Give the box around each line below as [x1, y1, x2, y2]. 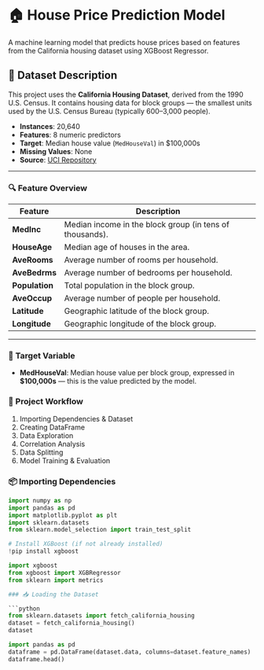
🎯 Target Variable [8, 350, 75, 361]
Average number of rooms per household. [64, 255, 218, 266]
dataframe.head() [8, 655, 65, 663]
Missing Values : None [19, 146, 93, 156]
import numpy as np [8, 496, 72, 504]
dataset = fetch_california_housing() [8, 619, 135, 628]
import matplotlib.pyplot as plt [8, 511, 118, 519]
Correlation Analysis [19, 439, 86, 448]
